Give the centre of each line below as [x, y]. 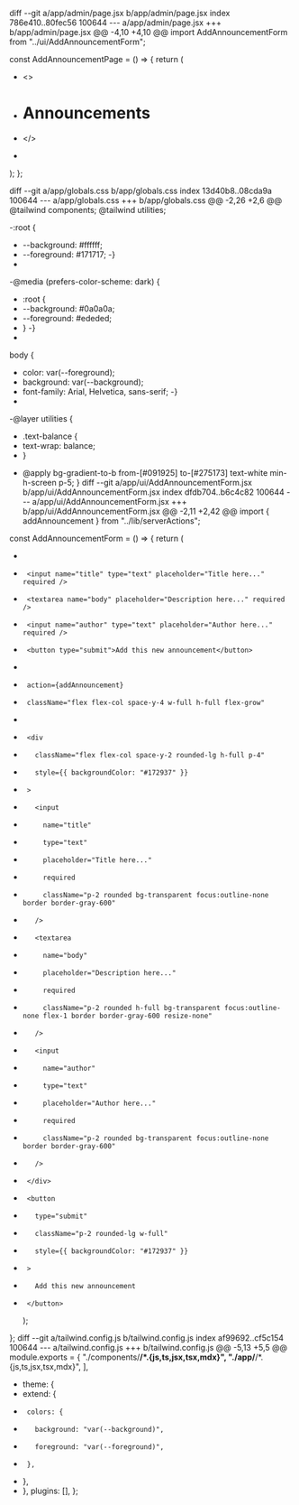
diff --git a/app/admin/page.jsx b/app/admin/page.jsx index [120, 13]
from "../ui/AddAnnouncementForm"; [77, 42]
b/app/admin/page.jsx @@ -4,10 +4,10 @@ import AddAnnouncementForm [149, 32]
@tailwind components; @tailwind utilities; [88, 209]
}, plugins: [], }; [50, 1491]
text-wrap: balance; [59, 445]
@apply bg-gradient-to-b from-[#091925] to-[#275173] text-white [145, 472]
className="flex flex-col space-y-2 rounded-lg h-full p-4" [150, 755]
